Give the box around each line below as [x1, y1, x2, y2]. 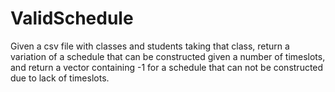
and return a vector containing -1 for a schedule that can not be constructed [10, 61, 324, 73]
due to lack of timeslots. [10, 72, 110, 84]
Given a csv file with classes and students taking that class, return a [10, 40, 290, 52]
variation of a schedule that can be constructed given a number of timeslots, [10, 50, 326, 62]
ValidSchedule [10, 7, 134, 30]
